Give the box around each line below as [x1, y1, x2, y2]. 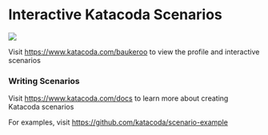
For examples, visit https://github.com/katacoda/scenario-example [8, 117, 228, 127]
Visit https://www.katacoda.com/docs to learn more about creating [8, 93, 229, 103]
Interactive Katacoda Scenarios [8, 6, 222, 24]
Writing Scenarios [8, 75, 80, 86]
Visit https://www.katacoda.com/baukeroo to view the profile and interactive [8, 46, 260, 57]
